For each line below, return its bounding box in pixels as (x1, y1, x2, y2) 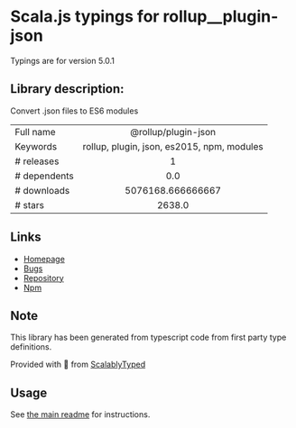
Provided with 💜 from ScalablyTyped (10, 359, 146, 370)
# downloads (14, 184, 70, 196)
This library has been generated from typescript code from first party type (10, 332, 287, 343)
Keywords (14, 140, 58, 152)
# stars (14, 198, 44, 211)
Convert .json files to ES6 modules (10, 105, 139, 116)
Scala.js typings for (10, 6, 160, 27)
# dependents (14, 169, 75, 182)
